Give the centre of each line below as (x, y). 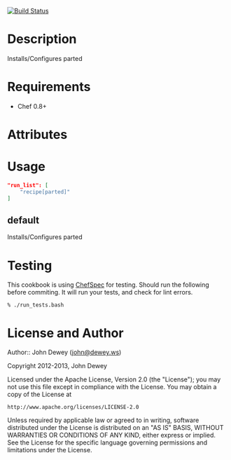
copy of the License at (40, 394)
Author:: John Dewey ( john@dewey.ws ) (64, 352)
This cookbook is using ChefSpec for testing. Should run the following (108, 285)
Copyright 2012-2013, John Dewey (57, 366)
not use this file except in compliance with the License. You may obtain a (112, 387)
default (23, 221)
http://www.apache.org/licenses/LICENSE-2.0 (73, 407)
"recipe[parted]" (45, 192)
